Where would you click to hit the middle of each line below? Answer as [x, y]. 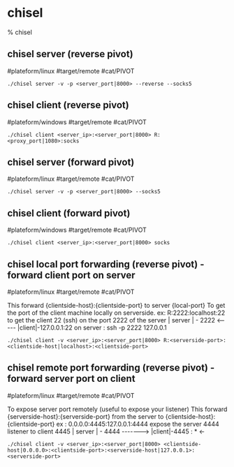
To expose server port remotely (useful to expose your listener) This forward [117, 409]
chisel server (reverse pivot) [71, 54]
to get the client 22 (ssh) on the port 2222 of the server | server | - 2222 [111, 320]
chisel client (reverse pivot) [68, 105]
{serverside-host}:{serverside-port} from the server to [86, 416]
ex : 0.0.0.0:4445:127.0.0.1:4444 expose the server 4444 [138, 424]
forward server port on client [71, 379]
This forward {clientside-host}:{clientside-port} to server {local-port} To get [116, 305]
